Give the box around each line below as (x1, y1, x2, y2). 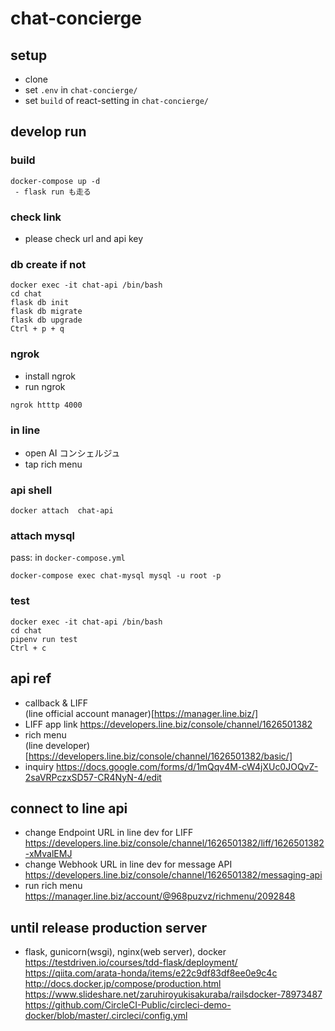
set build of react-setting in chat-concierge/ (24, 95, 209, 106)
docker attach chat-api (10, 506, 114, 516)
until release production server (10, 919, 208, 936)
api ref (10, 670, 52, 687)
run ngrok (24, 380, 66, 392)
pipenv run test (10, 634, 78, 644)
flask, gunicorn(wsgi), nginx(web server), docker (24, 946, 227, 958)
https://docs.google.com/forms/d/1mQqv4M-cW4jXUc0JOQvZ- (56, 760, 319, 772)
